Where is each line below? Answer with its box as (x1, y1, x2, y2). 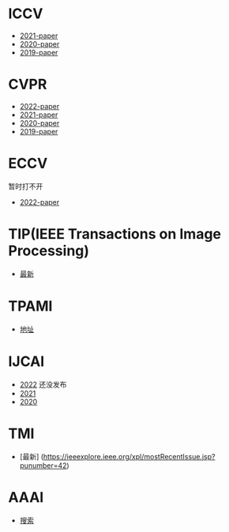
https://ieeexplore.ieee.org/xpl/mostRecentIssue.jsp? (43, 451, 216, 461)
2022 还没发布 (19, 379, 67, 389)
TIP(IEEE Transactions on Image (8, 225, 222, 243)
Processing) (8, 242, 89, 259)
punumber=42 (19, 460, 67, 470)
